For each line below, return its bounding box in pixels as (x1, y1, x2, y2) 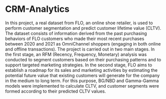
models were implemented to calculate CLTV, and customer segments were (5, 83, 160, 89)
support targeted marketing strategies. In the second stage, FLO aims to (5, 62, 153, 68)
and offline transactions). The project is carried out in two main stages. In (5, 46, 155, 52)
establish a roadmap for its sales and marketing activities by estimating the (5, 67, 158, 73)
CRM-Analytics (5, 3, 70, 15)
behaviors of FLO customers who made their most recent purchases (5, 36, 145, 42)
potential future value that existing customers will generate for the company (5, 72, 160, 78)
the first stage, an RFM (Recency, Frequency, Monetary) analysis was (5, 51, 147, 57)
